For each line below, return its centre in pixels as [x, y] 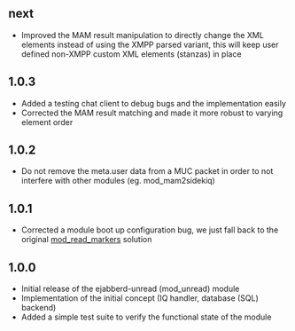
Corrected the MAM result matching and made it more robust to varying [152, 113]
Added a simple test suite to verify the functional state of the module [146, 317]
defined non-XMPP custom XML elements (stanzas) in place [131, 54]
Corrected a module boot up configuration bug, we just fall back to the [150, 230]
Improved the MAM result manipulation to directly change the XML [143, 35]
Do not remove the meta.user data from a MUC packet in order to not [147, 171]
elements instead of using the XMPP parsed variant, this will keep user [150, 44]
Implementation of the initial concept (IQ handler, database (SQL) [140, 298]
